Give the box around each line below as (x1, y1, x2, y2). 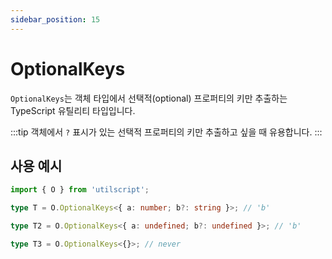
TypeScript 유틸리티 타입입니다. (10, 104, 136, 116)
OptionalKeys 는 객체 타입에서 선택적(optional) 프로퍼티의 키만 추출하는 (10, 92, 288, 104)
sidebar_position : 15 (10, 14, 101, 25)
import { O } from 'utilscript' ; (10, 185, 150, 195)
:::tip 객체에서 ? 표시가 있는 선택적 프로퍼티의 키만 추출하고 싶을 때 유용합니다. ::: (10, 126, 323, 138)
